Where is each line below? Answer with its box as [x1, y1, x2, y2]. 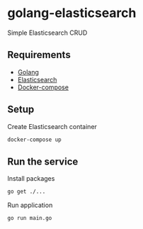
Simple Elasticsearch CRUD [7, 28, 88, 37]
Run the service [7, 155, 79, 167]
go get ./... [7, 188, 46, 196]
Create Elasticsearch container [7, 122, 98, 130]
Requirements [7, 49, 71, 61]
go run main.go [7, 215, 52, 222]
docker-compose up [7, 136, 62, 143]
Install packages [7, 174, 55, 183]
